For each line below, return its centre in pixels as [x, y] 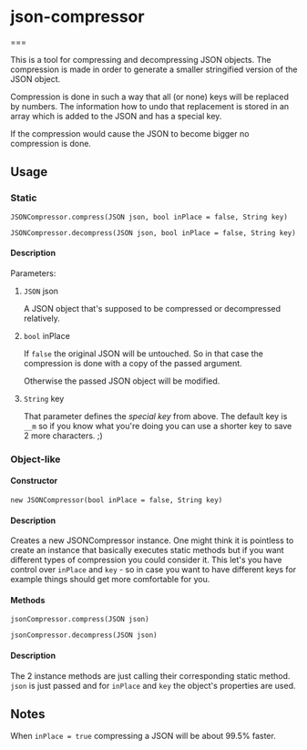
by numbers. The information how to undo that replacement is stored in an [150, 106]
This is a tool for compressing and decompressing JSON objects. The [141, 59]
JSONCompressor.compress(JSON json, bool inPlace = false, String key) [149, 217]
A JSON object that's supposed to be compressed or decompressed [152, 308]
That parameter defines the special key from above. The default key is [155, 416]
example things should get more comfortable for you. [110, 580]
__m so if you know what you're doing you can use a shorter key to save [158, 426]
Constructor [34, 481]
